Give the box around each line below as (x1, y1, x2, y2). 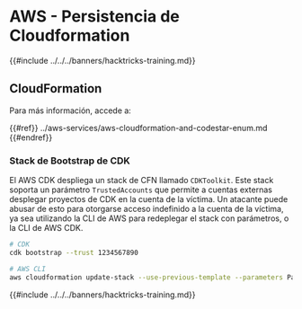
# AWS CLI (9, 264, 47, 273)
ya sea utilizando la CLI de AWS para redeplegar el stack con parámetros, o (9, 213, 289, 224)
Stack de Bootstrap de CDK (9, 154, 130, 167)
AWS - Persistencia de (9, 6, 180, 27)
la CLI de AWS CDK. (9, 223, 84, 234)
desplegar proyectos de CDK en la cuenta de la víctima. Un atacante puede (9, 194, 289, 205)
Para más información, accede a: (9, 105, 132, 116)
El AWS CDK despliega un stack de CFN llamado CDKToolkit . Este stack (9, 175, 274, 186)
